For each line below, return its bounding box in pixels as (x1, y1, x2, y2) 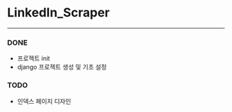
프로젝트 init (17, 54, 50, 63)
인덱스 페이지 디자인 (17, 97, 71, 105)
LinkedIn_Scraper (7, 5, 110, 21)
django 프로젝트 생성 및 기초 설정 (17, 63, 107, 71)
